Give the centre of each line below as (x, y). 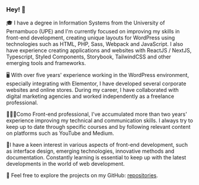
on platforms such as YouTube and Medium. (60, 133)
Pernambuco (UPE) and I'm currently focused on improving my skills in (93, 32)
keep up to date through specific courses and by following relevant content (98, 127)
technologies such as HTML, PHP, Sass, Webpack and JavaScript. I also (95, 44)
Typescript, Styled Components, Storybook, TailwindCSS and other (89, 57)
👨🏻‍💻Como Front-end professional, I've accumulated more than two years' (97, 114)
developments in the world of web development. (66, 164)
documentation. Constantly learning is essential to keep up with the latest (96, 158)
